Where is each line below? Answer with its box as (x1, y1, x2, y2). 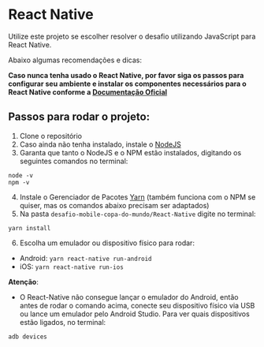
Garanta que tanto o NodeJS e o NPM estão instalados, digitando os (19, 147, 242, 157)
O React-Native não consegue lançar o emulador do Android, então (19, 292, 239, 301)
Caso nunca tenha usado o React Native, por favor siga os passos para (8, 70, 244, 80)
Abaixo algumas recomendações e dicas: (8, 55, 142, 65)
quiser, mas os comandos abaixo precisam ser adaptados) (19, 200, 210, 210)
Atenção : (8, 277, 39, 286)
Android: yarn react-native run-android (19, 253, 152, 263)
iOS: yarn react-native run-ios (19, 262, 124, 271)
